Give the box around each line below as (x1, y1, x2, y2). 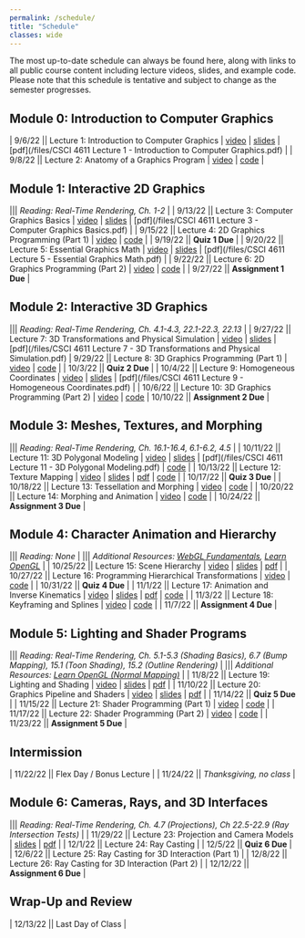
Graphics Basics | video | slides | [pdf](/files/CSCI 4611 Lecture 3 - (9, 215, 259, 225)
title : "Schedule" (9, 22, 79, 31)
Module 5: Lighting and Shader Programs (9, 626, 248, 641)
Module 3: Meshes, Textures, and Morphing (9, 418, 263, 433)
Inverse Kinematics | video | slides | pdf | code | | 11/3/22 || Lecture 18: (9, 589, 274, 600)
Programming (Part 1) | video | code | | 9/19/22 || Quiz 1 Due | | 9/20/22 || (9, 234, 284, 245)
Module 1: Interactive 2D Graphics (9, 181, 206, 196)
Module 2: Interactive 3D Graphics (9, 299, 208, 315)
